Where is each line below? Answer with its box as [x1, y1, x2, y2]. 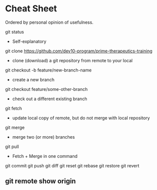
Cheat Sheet [5, 3, 57, 14]
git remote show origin [5, 177, 76, 186]
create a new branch [12, 76, 55, 82]
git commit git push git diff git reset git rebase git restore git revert [5, 162, 140, 168]
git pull [5, 144, 19, 150]
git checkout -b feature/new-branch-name [5, 67, 92, 73]
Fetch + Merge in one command [12, 153, 78, 159]
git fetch [5, 105, 22, 111]
